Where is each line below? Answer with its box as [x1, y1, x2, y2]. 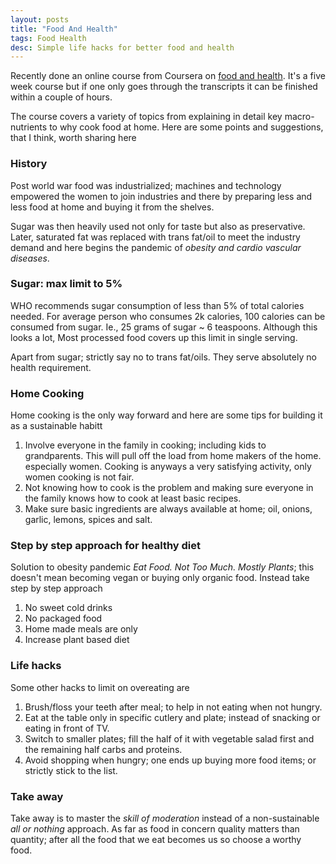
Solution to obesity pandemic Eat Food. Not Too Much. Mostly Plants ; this [10, 561, 315, 573]
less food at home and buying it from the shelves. [10, 201, 215, 213]
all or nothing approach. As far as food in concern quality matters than [10, 823, 300, 835]
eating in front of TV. [24, 722, 110, 734]
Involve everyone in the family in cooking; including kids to [24, 439, 267, 451]
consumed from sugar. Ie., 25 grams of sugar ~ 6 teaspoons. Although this [10, 321, 318, 333]
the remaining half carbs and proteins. [24, 743, 183, 755]
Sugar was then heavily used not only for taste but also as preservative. [10, 220, 306, 232]
